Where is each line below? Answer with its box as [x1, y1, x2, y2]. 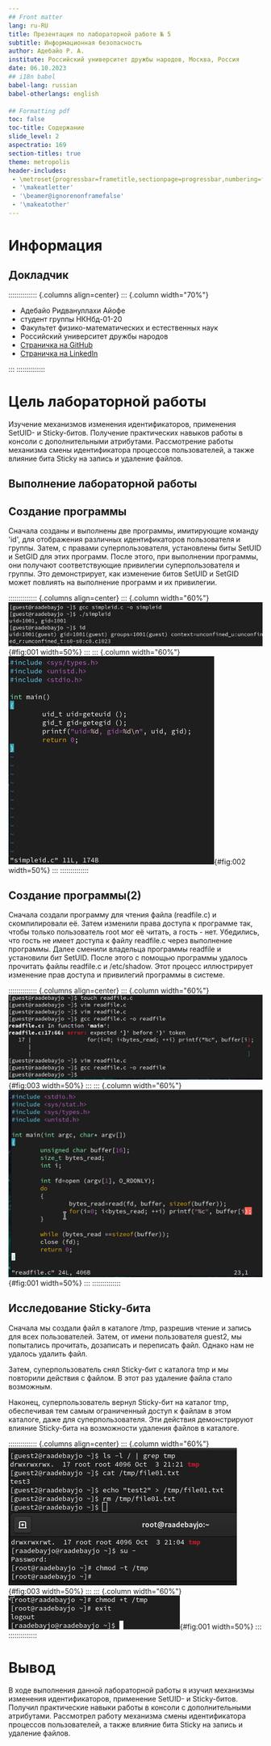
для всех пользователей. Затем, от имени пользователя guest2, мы [8, 1331, 242, 1341]
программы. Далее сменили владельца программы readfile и [8, 944, 222, 954]
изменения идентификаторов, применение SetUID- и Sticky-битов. [8, 1693, 238, 1703]
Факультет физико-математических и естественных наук [19, 323, 219, 332]
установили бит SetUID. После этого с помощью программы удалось [8, 953, 248, 963]
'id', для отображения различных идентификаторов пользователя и [8, 534, 240, 545]
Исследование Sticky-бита [8, 1301, 152, 1315]
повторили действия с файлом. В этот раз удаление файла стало [8, 1373, 232, 1382]
